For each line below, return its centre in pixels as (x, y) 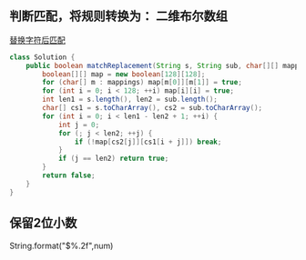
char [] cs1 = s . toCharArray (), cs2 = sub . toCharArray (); (152, 108)
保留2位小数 (43, 223)
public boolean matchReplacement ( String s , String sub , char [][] (153, 65)
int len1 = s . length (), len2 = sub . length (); (130, 100)
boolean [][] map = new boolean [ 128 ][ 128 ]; (124, 74)
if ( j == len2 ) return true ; (113, 159)
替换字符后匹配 (37, 40)
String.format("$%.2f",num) (61, 245)
